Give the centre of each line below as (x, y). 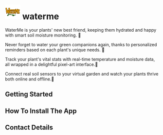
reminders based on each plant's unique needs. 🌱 (55, 50)
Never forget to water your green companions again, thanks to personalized (81, 44)
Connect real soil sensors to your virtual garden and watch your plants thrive (82, 74)
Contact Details (29, 127)
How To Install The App (41, 111)
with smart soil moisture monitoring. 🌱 (43, 35)
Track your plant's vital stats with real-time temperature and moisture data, (80, 59)
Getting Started (29, 94)
